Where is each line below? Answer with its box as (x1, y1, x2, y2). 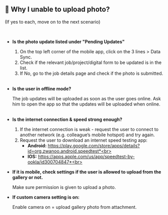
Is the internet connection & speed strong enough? (12, 116, 123, 122)
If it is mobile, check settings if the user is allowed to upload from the (12, 168, 161, 175)
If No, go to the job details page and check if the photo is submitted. (19, 70, 163, 76)
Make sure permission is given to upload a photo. (12, 184, 116, 190)
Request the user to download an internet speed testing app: (19, 137, 148, 143)
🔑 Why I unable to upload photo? (5, 5, 110, 14)
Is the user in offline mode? (12, 85, 71, 92)
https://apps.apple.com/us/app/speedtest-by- (37, 153, 135, 159)
